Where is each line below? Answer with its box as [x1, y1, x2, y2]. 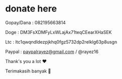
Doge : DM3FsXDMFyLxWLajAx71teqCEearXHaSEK [5, 29, 112, 35]
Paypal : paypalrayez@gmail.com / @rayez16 [5, 48, 99, 54]
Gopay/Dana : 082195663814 [5, 19, 66, 25]
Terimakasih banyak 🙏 [5, 68, 51, 74]
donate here [5, 3, 57, 14]
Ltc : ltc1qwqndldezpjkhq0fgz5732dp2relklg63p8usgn [5, 38, 117, 45]
